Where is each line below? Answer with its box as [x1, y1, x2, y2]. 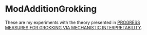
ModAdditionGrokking [5, 3, 97, 15]
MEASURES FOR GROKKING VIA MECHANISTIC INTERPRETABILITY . [5, 24, 143, 30]
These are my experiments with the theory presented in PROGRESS [5, 19, 140, 25]
